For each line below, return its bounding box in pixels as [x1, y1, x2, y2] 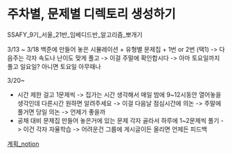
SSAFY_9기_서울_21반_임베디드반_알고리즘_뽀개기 [7, 30, 143, 39]
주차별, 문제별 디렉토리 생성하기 [7, 6, 177, 22]
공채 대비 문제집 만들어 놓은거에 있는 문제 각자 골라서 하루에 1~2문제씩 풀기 [17, 116, 220, 124]
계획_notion [7, 139, 39, 148]
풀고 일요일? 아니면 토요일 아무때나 [7, 62, 102, 70]
